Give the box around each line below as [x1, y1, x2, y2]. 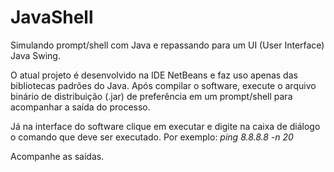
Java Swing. [10, 49, 61, 61]
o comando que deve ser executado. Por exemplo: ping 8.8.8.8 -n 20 [10, 131, 294, 143]
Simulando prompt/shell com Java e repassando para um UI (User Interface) [10, 39, 325, 51]
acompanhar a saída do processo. [10, 101, 151, 113]
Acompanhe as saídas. [10, 150, 105, 162]
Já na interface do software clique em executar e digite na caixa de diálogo [10, 120, 321, 132]
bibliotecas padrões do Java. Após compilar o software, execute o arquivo [10, 79, 317, 91]
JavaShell [10, 6, 94, 29]
